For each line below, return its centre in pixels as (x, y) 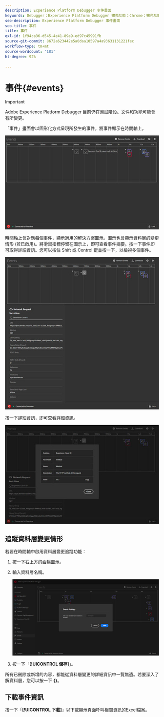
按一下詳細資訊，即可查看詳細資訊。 (41, 418)
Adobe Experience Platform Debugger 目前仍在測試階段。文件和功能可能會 (80, 112)
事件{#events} (35, 88)
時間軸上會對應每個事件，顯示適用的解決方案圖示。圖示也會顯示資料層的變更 (82, 238)
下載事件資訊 (24, 697)
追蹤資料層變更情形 (34, 539)
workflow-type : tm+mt (27, 46)
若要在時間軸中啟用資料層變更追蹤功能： (46, 552)
